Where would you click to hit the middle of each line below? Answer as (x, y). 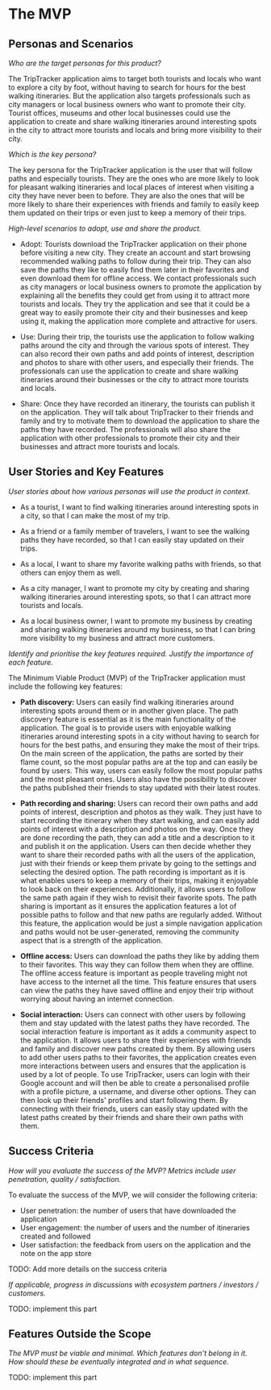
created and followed (55, 1236)
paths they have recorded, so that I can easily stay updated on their (132, 539)
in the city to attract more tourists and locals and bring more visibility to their (135, 130)
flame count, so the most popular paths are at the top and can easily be (139, 762)
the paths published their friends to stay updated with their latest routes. (140, 788)
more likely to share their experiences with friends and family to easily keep (134, 204)
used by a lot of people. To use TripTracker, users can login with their (135, 1074)
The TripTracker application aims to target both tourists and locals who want (135, 79)
